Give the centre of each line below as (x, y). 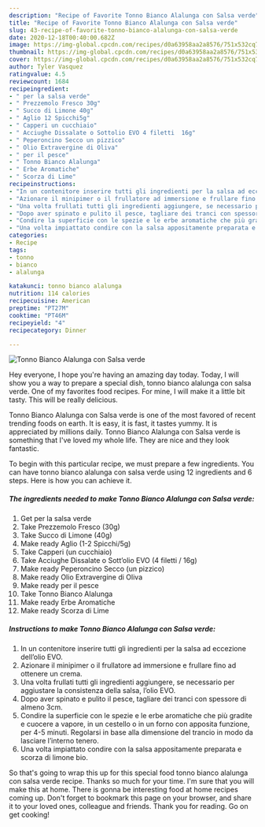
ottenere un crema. (51, 674)
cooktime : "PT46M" (39, 315)
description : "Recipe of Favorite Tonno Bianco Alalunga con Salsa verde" (134, 15)
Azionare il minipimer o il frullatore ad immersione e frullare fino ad (128, 665)
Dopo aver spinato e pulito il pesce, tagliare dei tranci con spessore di (133, 699)
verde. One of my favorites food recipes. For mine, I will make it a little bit (127, 392)
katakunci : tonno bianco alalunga (66, 286)
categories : (28, 236)
